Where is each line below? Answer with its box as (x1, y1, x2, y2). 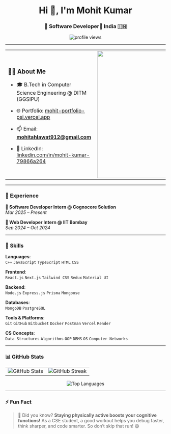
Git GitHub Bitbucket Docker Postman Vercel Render (5, 321, 111, 327)
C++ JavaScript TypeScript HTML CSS (5, 260, 79, 265)
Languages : (5, 254, 31, 260)
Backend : (5, 284, 26, 290)
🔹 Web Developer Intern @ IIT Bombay (5, 219, 88, 225)
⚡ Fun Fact (5, 398, 32, 405)
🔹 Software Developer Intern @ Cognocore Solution (5, 204, 116, 210)
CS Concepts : (5, 330, 35, 336)
